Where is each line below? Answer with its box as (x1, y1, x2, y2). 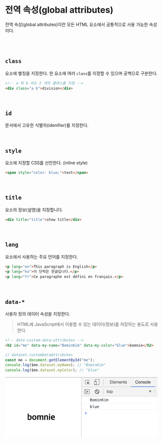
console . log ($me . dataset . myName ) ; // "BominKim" (5, 362, 106, 368)
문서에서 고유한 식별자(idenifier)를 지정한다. (5, 123, 89, 128)
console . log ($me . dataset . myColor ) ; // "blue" (5, 368, 99, 373)
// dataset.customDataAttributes (5, 352, 73, 357)
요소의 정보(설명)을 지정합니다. (5, 207, 63, 212)
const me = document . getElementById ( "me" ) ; (5, 358, 95, 362)
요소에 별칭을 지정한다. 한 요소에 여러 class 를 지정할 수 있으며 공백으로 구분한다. (5, 70, 158, 76)
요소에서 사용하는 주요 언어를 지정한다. (5, 253, 78, 259)
